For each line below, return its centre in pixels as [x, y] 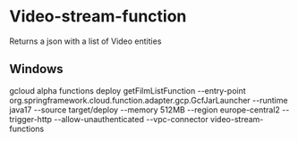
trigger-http [30, 119]
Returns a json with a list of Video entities [85, 41]
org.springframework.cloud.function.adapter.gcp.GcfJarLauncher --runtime [149, 100]
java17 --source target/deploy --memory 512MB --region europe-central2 [145, 110]
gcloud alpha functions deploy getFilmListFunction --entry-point [128, 90]
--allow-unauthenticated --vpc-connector [131, 119]
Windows [36, 69]
